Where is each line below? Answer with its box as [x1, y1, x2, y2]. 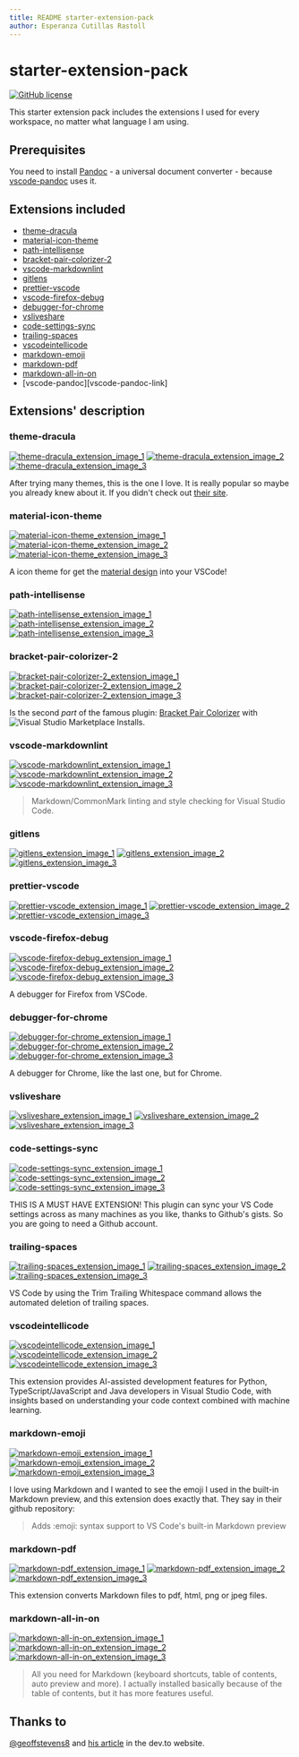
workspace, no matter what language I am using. [9, 116, 190, 127]
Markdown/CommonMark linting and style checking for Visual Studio [30, 795, 286, 806]
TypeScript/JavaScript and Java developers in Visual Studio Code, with [9, 1385, 271, 1397]
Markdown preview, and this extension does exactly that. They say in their [9, 1493, 283, 1504]
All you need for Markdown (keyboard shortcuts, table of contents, [30, 1669, 278, 1680]
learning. [9, 1405, 42, 1416]
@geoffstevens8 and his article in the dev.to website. [9, 1738, 205, 1749]
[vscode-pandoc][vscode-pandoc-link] [21, 378, 168, 389]
